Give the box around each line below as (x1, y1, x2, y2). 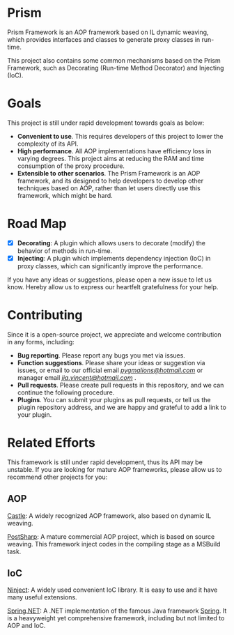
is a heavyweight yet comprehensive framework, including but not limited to (7, 614, 225, 622)
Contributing (7, 307, 83, 323)
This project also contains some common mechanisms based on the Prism (7, 56, 221, 64)
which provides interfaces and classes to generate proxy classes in (7, 35, 201, 43)
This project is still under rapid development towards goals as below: (7, 118, 205, 127)
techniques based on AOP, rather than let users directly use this (17, 183, 201, 192)
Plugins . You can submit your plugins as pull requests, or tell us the (17, 395, 211, 404)
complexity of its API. (17, 139, 79, 148)
